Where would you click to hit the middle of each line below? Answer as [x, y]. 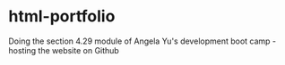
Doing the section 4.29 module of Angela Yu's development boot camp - [142, 41]
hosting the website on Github [64, 50]
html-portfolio [62, 16]
